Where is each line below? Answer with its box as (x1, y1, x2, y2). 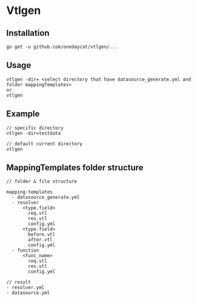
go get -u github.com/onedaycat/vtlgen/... (6, 44, 118, 50)
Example (6, 109, 40, 119)
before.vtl (28, 232, 56, 238)
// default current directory (6, 141, 83, 147)
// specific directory (6, 125, 64, 131)
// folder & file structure (6, 178, 78, 185)
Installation (6, 28, 50, 38)
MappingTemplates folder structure (6, 163, 144, 173)
